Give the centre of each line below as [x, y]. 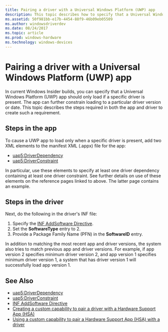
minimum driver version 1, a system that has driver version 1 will [71, 260]
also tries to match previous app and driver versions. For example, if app [80, 249]
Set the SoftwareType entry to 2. [46, 229]
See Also [19, 281]
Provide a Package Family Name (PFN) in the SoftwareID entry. [78, 234]
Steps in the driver [34, 202]
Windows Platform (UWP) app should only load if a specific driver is [75, 97]
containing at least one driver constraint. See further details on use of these [83, 176]
